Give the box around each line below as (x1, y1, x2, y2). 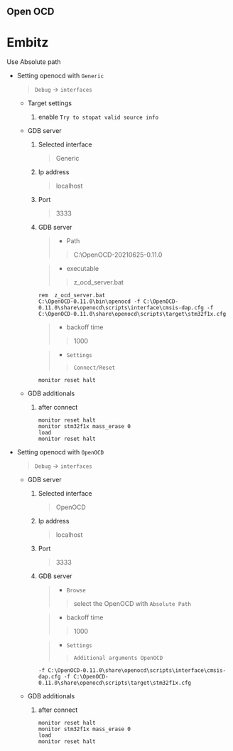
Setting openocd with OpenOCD (16, 448, 104, 457)
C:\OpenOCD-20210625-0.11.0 (73, 250, 163, 259)
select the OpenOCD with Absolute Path (73, 600, 191, 608)
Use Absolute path (6, 58, 61, 66)
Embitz (6, 34, 49, 50)
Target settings (27, 99, 72, 107)
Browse (66, 587, 86, 595)
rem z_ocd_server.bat (38, 292, 106, 299)
